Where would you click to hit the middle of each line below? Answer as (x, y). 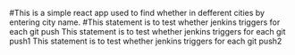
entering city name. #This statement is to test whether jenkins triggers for (145, 22)
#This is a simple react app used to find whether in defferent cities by (137, 13)
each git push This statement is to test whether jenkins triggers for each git (147, 31)
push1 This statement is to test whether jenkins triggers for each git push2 (146, 41)
